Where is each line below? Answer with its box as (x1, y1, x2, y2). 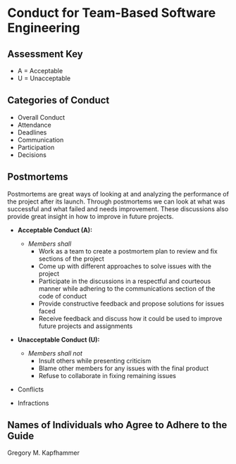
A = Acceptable (17, 67, 63, 75)
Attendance (17, 120, 51, 129)
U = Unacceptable (17, 74, 71, 82)
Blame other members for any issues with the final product (38, 364, 209, 372)
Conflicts (17, 385, 44, 394)
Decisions (17, 150, 47, 159)
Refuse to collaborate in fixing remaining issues (38, 371, 176, 380)
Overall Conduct (17, 113, 66, 121)
